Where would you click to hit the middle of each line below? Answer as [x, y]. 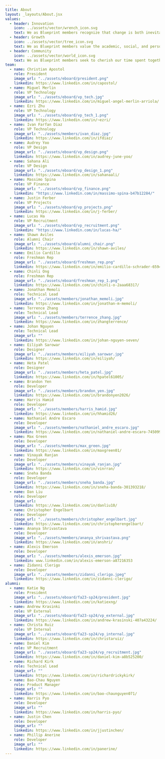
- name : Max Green [28, 437]
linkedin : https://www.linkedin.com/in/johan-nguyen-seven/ [77, 340]
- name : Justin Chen [30, 717]
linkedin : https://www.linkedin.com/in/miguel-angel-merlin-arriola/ [87, 102]
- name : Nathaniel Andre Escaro [43, 418]
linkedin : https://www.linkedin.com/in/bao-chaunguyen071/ [76, 694]
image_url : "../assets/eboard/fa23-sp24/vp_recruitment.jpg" [78, 652]
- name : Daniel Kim [29, 643]
